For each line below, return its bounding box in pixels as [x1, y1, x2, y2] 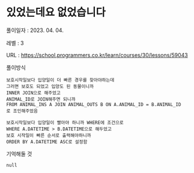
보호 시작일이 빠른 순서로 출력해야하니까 [6, 132, 91, 139]
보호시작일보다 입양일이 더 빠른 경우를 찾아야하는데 [6, 77, 115, 83]
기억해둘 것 [6, 150, 32, 157]
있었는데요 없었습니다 [6, 5, 106, 19]
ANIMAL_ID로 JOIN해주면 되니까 [6, 96, 76, 102]
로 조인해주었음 [6, 108, 38, 114]
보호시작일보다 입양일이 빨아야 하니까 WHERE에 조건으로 [6, 119, 124, 125]
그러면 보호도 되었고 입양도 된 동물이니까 [6, 83, 94, 89]
